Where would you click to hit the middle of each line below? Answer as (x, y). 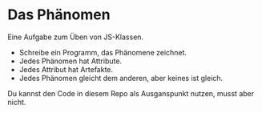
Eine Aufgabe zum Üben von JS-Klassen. (76, 37)
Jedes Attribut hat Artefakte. (66, 69)
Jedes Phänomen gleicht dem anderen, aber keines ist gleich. (121, 78)
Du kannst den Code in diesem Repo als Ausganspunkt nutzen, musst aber (131, 93)
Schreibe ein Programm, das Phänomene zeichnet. (103, 52)
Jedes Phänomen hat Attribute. (70, 61)
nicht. (17, 102)
